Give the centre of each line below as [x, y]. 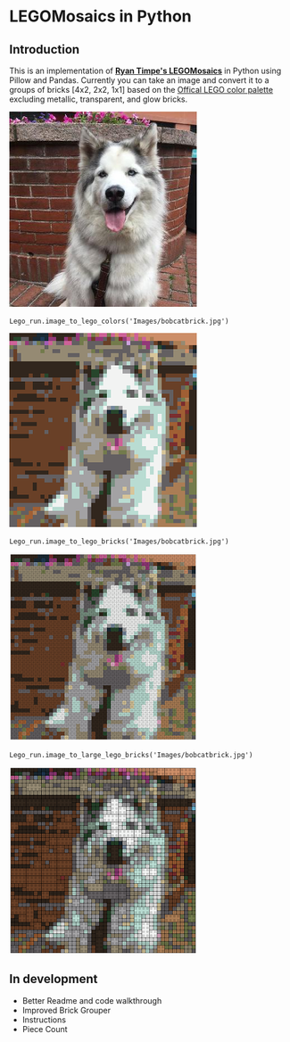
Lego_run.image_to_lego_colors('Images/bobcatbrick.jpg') [119, 321]
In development [54, 979]
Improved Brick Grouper [66, 1010]
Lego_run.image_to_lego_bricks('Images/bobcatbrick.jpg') [119, 542]
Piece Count [45, 1029]
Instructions [44, 1020]
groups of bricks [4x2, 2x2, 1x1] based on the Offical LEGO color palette [141, 90]
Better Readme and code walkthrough [92, 1000]
